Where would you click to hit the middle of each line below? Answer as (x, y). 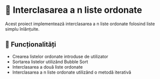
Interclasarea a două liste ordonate (47, 67)
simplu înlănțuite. (22, 29)
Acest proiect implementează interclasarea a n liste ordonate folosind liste (80, 24)
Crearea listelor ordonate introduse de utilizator (60, 56)
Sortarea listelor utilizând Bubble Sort (50, 62)
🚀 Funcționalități (31, 45)
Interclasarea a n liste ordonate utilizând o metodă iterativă (72, 72)
